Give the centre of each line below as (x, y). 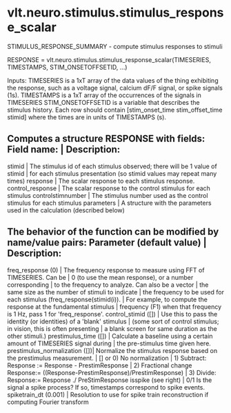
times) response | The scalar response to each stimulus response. (101, 181)
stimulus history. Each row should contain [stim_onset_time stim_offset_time (115, 110)
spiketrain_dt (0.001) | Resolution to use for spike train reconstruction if (108, 394)
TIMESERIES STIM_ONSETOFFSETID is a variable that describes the (103, 102)
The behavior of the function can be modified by (113, 232)
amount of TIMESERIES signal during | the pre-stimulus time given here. (109, 343)
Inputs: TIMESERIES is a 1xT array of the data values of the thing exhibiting (113, 80)
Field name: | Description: (64, 150)
